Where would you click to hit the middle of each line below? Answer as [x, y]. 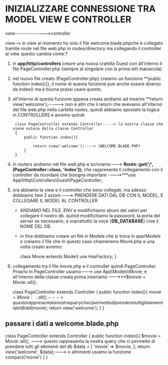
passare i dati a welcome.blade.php [62, 324]
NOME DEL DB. [36, 226]
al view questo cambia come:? [36, 54]
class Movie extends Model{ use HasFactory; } [68, 256]
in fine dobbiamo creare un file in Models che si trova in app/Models [90, 236]
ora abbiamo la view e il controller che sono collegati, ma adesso [79, 190]
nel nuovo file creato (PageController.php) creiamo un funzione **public [87, 78]
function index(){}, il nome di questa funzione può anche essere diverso [87, 84]
